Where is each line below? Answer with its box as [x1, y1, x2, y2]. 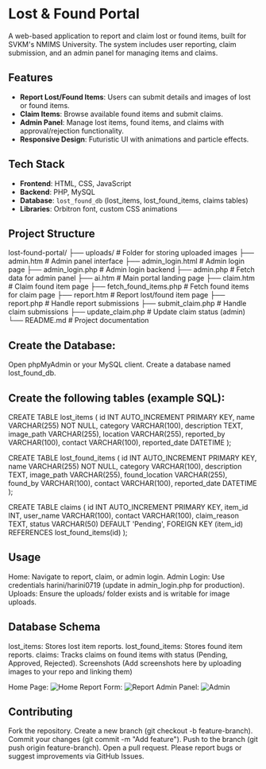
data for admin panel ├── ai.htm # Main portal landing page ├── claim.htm [8, 274, 256, 283]
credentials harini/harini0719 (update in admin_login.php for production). [8, 580, 245, 589]
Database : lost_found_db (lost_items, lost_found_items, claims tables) [19, 196, 249, 205]
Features [8, 71, 53, 84]
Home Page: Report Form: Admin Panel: [8, 682, 200, 692]
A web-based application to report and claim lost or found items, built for [8, 31, 247, 41]
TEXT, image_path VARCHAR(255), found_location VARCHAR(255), [8, 470, 228, 480]
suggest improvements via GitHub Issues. [8, 752, 145, 761]
